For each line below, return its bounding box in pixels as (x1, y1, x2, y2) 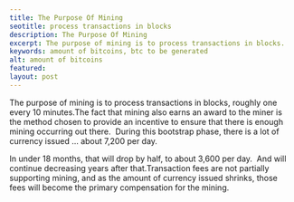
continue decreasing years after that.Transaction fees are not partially (9, 162, 270, 173)
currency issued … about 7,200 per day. (9, 135, 158, 146)
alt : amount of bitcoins (9, 55, 103, 64)
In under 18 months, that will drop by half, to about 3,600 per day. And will (9, 153, 287, 164)
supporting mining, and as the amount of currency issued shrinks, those (9, 172, 278, 183)
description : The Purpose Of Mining (9, 30, 147, 39)
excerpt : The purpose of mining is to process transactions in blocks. (9, 38, 285, 48)
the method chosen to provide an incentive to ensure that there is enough (9, 116, 283, 127)
